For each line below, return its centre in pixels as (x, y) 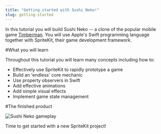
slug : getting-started (29, 15)
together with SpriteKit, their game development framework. (68, 40)
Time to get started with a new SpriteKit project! (56, 126)
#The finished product (29, 106)
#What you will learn (27, 50)
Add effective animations (39, 86)
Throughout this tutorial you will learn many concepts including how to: (80, 59)
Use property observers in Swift (46, 80)
